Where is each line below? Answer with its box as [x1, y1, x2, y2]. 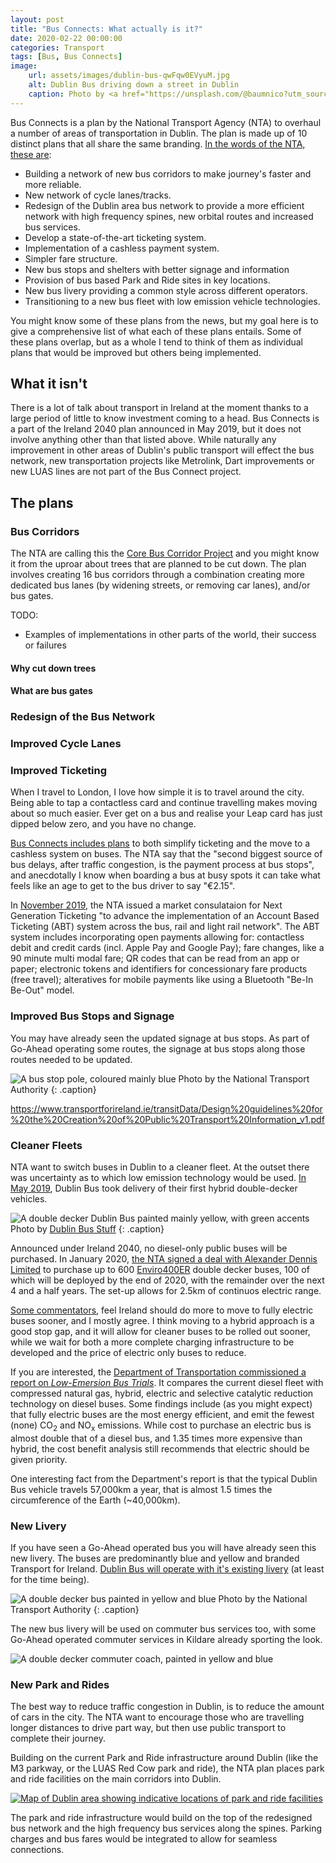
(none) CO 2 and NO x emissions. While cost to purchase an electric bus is [10, 1419, 312, 1433]
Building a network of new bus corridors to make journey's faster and [24, 167, 312, 180]
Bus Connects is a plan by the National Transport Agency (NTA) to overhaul [10, 116, 322, 128]
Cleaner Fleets [10, 1138, 83, 1152]
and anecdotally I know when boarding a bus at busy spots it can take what [10, 869, 321, 881]
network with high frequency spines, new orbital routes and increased [24, 210, 314, 222]
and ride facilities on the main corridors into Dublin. [10, 1773, 222, 1785]
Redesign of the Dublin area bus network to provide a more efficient [24, 199, 305, 211]
